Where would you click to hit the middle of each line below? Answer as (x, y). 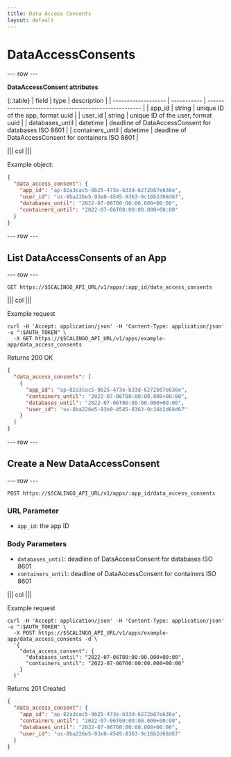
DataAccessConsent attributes (53, 87)
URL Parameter (33, 511)
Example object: (30, 165)
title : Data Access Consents (49, 14)
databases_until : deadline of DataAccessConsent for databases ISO (115, 559)
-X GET (23, 339)
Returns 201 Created (36, 689)
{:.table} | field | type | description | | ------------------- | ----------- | (106, 101)
